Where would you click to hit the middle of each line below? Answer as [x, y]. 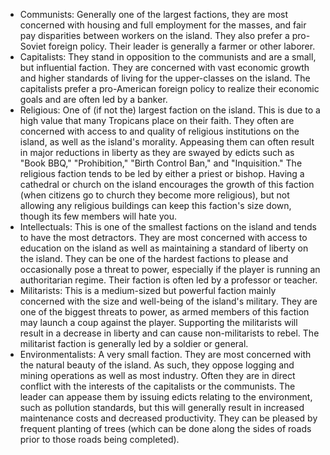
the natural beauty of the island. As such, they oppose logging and [157, 365]
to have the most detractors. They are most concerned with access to [163, 237]
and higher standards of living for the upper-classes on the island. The [165, 78]
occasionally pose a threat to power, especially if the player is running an [170, 269]
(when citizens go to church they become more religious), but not [154, 195]
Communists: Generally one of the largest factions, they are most [154, 14]
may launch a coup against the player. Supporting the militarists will [158, 322]
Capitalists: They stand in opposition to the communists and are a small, [168, 57]
